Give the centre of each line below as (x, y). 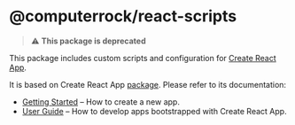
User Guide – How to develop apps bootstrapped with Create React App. (154, 111)
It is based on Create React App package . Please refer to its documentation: (147, 84)
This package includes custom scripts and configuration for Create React (143, 58)
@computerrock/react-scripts (123, 16)
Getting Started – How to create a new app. (101, 102)
